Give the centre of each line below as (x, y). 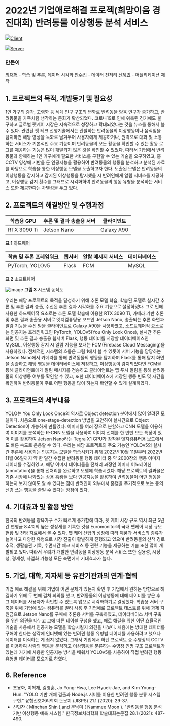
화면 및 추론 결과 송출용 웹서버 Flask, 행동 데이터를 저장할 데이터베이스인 (77, 338)
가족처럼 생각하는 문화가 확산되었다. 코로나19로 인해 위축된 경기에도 (89, 118)
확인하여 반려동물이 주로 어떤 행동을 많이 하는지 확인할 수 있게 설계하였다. (78, 383)
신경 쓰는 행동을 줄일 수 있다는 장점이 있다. (47, 490)
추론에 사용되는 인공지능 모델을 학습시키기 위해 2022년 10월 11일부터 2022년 (86, 452)
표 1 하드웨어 (18, 243)
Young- (148, 688)
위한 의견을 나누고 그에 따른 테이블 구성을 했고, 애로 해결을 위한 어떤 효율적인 (86, 621)
